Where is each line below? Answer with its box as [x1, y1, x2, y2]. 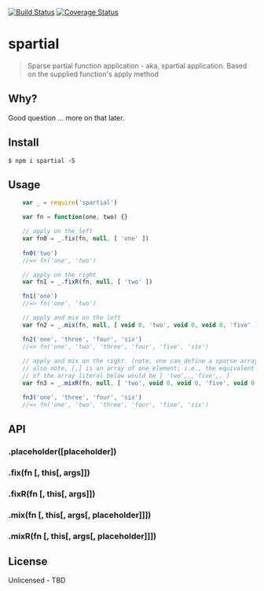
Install [8, 136, 39, 150]
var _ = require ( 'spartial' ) [22, 199, 118, 207]
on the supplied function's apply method [27, 69, 159, 79]
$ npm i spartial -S [8, 157, 76, 164]
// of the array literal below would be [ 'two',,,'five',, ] [22, 372, 230, 380]
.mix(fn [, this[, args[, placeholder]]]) [8, 509, 152, 520]
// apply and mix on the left [22, 314, 122, 322]
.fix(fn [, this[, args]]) [8, 467, 90, 478]
